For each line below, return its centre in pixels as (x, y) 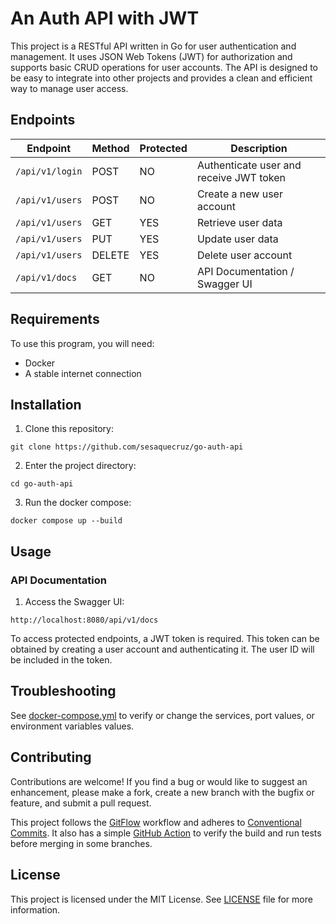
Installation (46, 404)
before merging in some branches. (81, 843)
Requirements (55, 319)
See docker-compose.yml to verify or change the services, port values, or (162, 715)
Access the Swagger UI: (74, 602)
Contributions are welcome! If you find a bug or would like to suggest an (159, 781)
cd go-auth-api (42, 484)
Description (259, 148)
